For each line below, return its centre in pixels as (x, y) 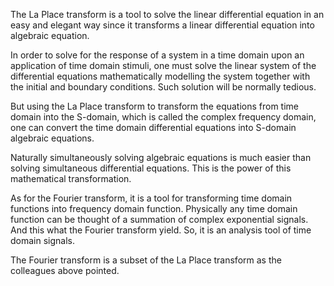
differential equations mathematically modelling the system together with (160, 76)
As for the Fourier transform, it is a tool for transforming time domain (151, 198)
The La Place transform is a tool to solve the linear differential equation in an (167, 14)
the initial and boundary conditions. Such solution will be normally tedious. (163, 87)
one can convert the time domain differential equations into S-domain (153, 127)
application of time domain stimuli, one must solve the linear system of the (163, 65)
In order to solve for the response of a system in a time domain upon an (157, 55)
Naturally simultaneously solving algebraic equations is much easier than (161, 157)
